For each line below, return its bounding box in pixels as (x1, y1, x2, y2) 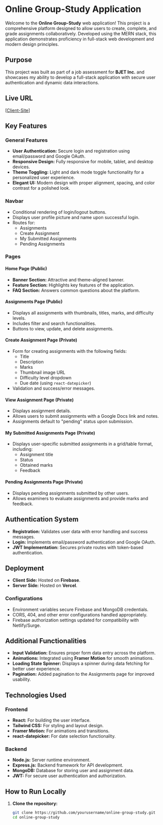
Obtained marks (19, 462, 53, 468)
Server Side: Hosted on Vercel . (12, 582, 78, 588)
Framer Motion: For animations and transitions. (12, 728, 110, 734)
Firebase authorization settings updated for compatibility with (12, 617, 139, 623)
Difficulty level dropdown (19, 375, 72, 381)
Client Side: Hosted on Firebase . (12, 577, 81, 583)
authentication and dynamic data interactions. (5, 79, 100, 85)
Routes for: (12, 220, 35, 226)
